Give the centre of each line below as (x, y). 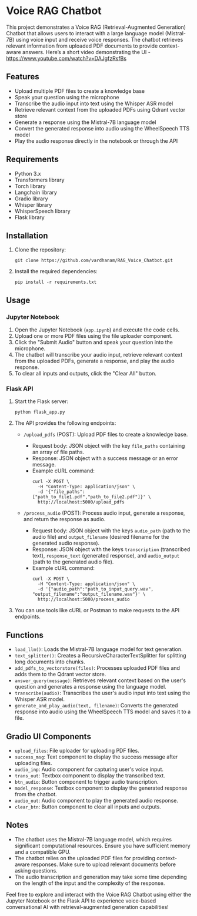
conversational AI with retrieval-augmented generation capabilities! (87, 907)
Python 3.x (28, 173)
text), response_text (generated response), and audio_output (106, 556)
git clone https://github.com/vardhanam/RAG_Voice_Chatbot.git (94, 261)
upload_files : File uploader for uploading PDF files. (77, 750)
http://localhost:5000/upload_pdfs (81, 502)
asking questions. (36, 870)
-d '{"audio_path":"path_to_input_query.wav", (96, 589)
